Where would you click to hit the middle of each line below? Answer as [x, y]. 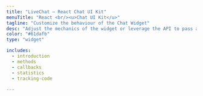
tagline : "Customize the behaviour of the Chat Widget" [78, 23]
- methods [24, 61]
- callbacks [27, 67]
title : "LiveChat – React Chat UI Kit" [56, 12]
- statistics [28, 73]
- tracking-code [32, 79]
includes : [19, 51]
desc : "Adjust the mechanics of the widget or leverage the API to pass [100, 28]
